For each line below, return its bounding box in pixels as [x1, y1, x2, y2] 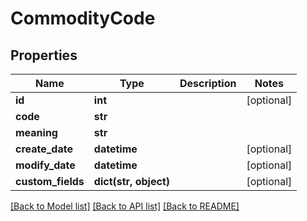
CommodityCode [10, 7, 156, 30]
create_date [15, 142, 73, 156]
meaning [15, 126, 58, 139]
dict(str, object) [93, 175, 170, 188]
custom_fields [15, 175, 85, 188]
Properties [10, 47, 78, 64]
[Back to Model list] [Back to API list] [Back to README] [10, 200, 240, 212]
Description [179, 77, 237, 90]
